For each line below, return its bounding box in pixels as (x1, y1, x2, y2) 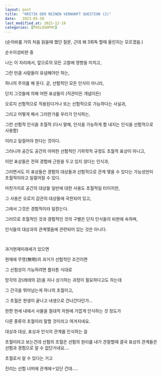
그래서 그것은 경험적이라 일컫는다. (5, 206, 69, 212)
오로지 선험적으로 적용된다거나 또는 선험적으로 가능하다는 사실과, (5, 101, 127, 107)
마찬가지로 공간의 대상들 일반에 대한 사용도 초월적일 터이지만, (5, 185, 120, 191)
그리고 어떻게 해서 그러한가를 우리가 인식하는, (5, 111, 90, 117)
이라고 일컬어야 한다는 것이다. (5, 138, 61, 144)
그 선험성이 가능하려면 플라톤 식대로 (5, 267, 73, 273)
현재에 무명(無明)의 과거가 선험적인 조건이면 (5, 257, 88, 262)
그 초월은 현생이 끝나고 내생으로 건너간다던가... (5, 298, 93, 304)
